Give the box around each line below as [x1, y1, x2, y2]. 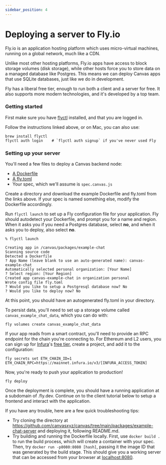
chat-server [12, 428, 37, 434]
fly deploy [5, 379, 28, 384]
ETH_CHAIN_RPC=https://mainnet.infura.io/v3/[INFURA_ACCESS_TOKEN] [5, 361, 148, 366]
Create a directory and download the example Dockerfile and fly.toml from [5, 191, 157, 197]
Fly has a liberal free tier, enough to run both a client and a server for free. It [5, 86, 160, 92]
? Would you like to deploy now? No [5, 289, 81, 294]
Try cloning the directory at [12, 417, 68, 423]
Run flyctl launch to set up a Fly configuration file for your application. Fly [5, 211, 159, 217]
